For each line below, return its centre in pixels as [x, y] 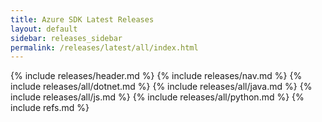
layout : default [44, 29]
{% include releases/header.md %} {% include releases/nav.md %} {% [156, 76]
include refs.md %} [50, 108]
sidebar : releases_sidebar [66, 38]
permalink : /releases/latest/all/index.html [104, 47]
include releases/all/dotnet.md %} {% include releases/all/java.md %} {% [161, 87]
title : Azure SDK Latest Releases [82, 19]
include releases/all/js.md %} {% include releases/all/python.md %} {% [157, 97]
